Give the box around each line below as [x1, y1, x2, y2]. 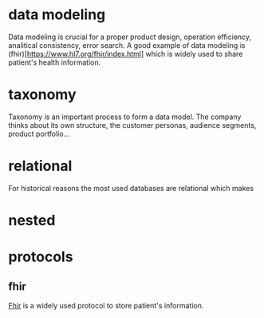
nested [8, 212, 56, 229]
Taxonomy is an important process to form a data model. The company [8, 112, 242, 121]
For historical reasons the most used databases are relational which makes [8, 183, 254, 193]
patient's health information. [8, 58, 101, 67]
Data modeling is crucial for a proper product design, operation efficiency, [8, 32, 252, 42]
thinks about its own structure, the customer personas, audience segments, [8, 120, 257, 129]
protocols [8, 248, 73, 266]
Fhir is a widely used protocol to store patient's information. [8, 301, 204, 310]
